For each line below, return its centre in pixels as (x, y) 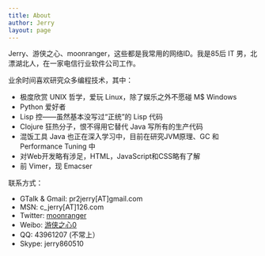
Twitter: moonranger (53, 216)
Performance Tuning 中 (58, 146)
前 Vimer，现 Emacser (56, 166)
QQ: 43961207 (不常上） (59, 235)
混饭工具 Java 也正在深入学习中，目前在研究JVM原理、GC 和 (119, 137)
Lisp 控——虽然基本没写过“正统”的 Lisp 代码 (91, 117)
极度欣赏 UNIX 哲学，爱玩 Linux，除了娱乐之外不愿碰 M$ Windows (128, 97)
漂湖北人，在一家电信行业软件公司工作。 (74, 63)
